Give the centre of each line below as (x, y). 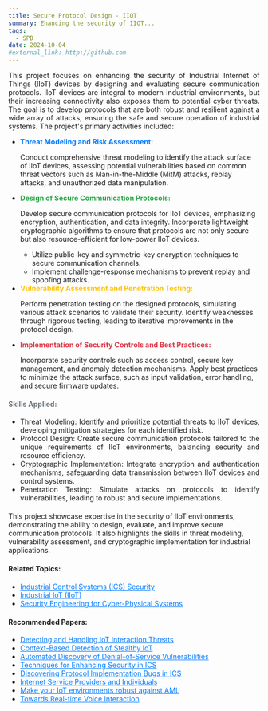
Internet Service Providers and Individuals (89, 682)
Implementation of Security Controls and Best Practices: (115, 345)
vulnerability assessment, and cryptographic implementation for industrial (130, 542)
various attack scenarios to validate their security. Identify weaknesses (136, 312)
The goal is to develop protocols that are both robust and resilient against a (134, 109)
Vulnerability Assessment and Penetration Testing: (106, 288)
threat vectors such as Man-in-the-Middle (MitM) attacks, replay (126, 174)
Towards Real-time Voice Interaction (79, 699)
